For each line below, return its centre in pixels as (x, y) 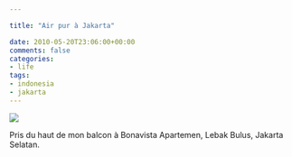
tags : (19, 76)
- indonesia (32, 84)
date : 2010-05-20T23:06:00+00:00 (72, 42)
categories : (32, 59)
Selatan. (25, 144)
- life (22, 67)
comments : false (40, 51)
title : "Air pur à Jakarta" (62, 25)
